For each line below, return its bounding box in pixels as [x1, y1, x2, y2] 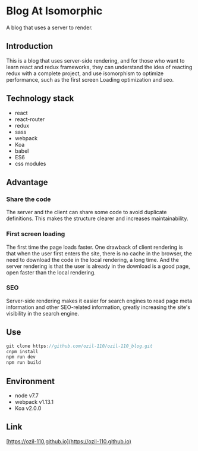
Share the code [6, 195, 51, 203]
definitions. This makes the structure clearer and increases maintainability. [6, 215, 188, 222]
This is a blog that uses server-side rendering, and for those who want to [6, 57, 185, 64]
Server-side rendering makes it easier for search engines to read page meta [6, 297, 193, 304]
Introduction [6, 41, 54, 51]
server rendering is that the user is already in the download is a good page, [6, 262, 190, 270]
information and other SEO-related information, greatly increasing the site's [6, 303, 191, 311]
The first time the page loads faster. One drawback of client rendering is [6, 243, 183, 251]
